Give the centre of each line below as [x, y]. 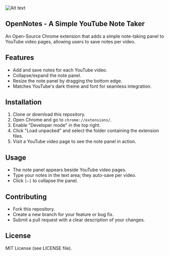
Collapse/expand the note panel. [47, 75]
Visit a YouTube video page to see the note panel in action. [74, 142]
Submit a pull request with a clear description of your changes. [79, 220]
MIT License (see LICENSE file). [39, 248]
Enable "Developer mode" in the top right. [57, 125]
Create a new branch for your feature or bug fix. [63, 215]
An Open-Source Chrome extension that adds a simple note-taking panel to [85, 36]
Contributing [26, 197]
